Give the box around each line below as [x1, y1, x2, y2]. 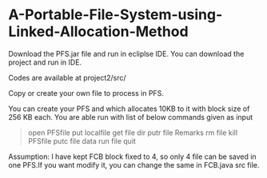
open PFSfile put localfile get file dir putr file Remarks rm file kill [27, 128, 238, 137]
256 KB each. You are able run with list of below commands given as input [8, 112, 253, 121]
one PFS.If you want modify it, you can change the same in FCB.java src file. [8, 160, 260, 169]
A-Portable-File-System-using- [8, 6, 223, 24]
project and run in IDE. [8, 57, 82, 67]
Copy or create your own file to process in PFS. [8, 88, 164, 97]
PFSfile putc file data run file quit [27, 136, 136, 145]
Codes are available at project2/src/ [8, 73, 126, 82]
